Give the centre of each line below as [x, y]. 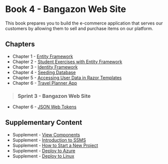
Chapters [20, 44]
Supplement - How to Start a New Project [55, 145]
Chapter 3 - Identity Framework [45, 67]
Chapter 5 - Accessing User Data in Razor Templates [67, 77]
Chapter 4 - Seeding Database [44, 72]
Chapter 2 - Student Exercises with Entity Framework [67, 62]
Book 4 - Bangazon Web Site [66, 9]
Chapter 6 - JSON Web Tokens [44, 107]
